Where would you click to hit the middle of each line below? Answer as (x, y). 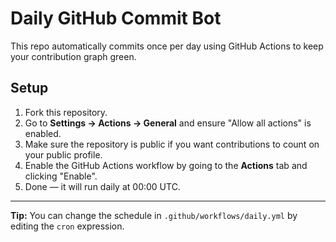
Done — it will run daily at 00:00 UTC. (102, 186)
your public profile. (63, 154)
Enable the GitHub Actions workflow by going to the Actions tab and (166, 165)
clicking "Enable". (61, 176)
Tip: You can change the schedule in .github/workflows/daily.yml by (154, 215)
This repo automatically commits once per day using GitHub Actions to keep (167, 46)
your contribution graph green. (73, 56)
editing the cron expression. (67, 226)
